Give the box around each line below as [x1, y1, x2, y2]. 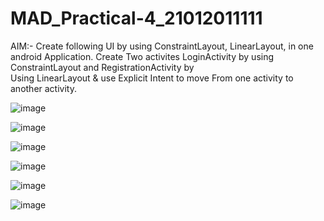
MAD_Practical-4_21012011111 [10, 7, 263, 30]
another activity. [10, 82, 77, 94]
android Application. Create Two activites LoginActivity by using [10, 50, 275, 62]
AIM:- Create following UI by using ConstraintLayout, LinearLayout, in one [10, 40, 314, 52]
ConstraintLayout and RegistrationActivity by [10, 61, 195, 73]
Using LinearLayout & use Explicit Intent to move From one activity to [10, 72, 294, 84]
